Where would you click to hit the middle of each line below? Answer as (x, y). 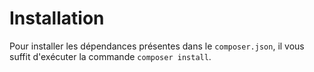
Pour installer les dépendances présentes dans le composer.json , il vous (157, 46)
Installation (57, 18)
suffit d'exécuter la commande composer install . (110, 56)
